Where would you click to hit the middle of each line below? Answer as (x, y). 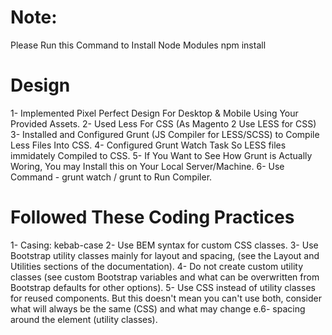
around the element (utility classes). (84, 319)
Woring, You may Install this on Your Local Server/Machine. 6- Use (147, 166)
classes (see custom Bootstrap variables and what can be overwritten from (165, 277)
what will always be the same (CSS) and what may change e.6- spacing (158, 308)
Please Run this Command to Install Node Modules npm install (138, 45)
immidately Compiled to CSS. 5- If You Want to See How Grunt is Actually (161, 155)
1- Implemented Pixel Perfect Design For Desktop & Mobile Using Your (154, 113)
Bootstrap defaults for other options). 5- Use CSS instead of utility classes (163, 287)
